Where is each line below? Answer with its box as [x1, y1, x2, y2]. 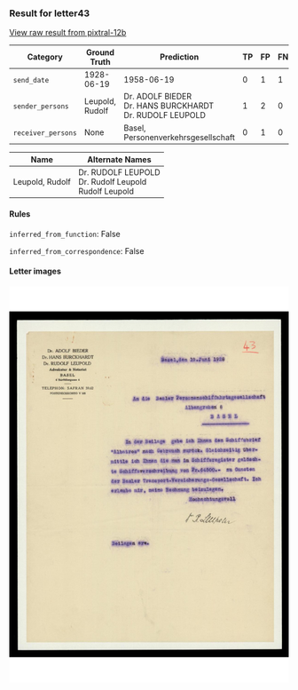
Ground [85, 47, 115, 58]
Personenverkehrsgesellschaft [123, 131, 235, 142]
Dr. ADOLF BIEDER [123, 91, 192, 102]
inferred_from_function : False [9, 228, 122, 239]
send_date [12, 75, 50, 84]
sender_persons [12, 102, 69, 111]
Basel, [123, 123, 146, 133]
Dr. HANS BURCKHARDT [123, 100, 215, 111]
